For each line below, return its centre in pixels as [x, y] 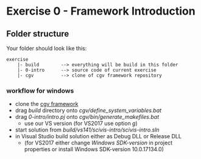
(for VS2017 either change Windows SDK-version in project [98, 143]
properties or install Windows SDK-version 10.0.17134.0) [94, 149]
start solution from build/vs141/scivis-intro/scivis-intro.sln [87, 130]
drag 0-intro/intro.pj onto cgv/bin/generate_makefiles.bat [87, 117]
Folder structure [38, 34]
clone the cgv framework [47, 104]
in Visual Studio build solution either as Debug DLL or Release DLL [98, 136]
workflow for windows [40, 91]
